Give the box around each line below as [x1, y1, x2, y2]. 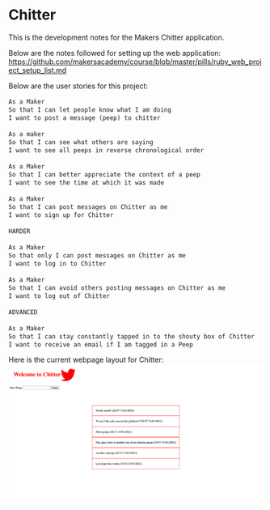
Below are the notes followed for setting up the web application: [8, 48, 221, 57]
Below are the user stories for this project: [8, 81, 148, 91]
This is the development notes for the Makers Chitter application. [8, 32, 225, 42]
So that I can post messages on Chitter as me [8, 202, 168, 211]
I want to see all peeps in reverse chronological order [8, 146, 205, 155]
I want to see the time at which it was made [8, 178, 164, 187]
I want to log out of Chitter [8, 291, 111, 300]
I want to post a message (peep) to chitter [8, 113, 161, 122]
